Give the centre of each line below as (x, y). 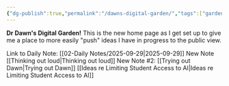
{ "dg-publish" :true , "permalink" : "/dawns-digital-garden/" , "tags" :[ (105, 13)
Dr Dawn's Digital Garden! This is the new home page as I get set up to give (114, 33)
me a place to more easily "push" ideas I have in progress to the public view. (114, 40)
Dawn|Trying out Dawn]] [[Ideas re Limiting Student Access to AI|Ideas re (110, 68)
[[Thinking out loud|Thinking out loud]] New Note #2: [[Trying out (98, 60)
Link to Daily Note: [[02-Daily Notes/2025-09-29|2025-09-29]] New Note (110, 53)
